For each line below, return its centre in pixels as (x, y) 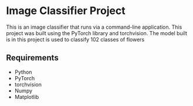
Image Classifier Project (66, 11)
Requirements (32, 58)
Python (23, 72)
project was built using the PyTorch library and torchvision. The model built (97, 33)
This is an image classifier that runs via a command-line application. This (94, 27)
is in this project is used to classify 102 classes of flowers (75, 39)
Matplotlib (27, 97)
